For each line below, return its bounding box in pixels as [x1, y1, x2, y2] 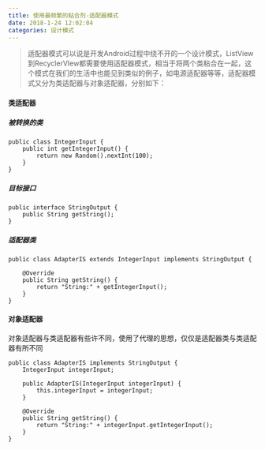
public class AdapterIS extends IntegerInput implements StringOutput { [8, 255, 252, 263]
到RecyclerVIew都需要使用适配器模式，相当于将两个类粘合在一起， [27, 58, 245, 68]
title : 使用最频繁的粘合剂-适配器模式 [8, 11, 119, 20]
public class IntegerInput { [8, 137, 104, 146]
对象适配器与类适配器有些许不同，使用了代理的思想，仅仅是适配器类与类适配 [8, 333, 257, 343]
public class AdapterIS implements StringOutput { [8, 359, 178, 367]
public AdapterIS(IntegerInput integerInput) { [22, 380, 181, 388]
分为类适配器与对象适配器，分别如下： [41, 78, 166, 88]
